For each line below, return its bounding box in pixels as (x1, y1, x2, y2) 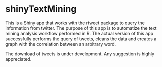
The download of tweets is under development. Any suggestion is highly (5, 51, 154, 57)
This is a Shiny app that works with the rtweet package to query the (5, 20, 145, 26)
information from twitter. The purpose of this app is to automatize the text (5, 25, 157, 31)
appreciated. (5, 56, 32, 62)
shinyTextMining (5, 3, 77, 15)
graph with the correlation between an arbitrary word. (5, 41, 116, 47)
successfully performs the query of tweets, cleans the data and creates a (5, 36, 157, 42)
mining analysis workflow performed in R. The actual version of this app (5, 30, 154, 36)
